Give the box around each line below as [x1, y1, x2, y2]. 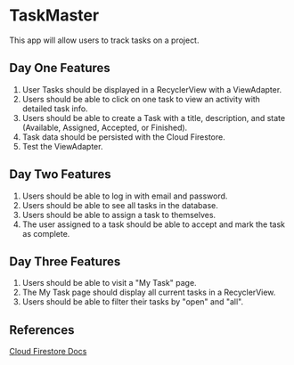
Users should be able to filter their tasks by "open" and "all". [21, 296, 243, 307]
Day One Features [9, 61, 111, 76]
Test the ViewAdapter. [21, 141, 103, 151]
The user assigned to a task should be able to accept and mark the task [21, 219, 286, 230]
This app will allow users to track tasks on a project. [9, 35, 200, 45]
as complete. [21, 228, 70, 239]
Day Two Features [9, 166, 111, 182]
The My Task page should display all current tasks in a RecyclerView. [21, 287, 276, 298]
